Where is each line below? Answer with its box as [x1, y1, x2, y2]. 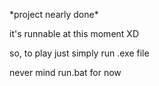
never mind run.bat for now [9, 67, 122, 78]
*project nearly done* [9, 9, 99, 20]
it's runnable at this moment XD [9, 28, 139, 39]
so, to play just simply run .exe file [9, 47, 150, 59]
